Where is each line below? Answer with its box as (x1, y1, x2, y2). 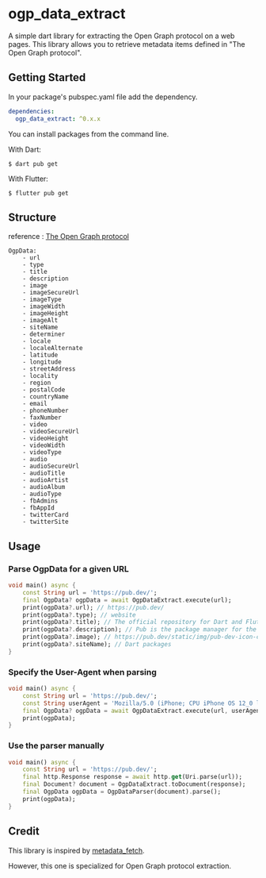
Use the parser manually (8, 740, 104, 751)
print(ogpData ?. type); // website (22, 610, 136, 619)
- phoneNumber (22, 406, 69, 415)
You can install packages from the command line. (8, 129, 169, 139)
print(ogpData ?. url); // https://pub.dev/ (22, 603, 165, 611)
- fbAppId (22, 504, 55, 512)
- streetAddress (22, 365, 77, 373)
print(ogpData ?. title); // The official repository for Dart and (22, 618, 243, 626)
